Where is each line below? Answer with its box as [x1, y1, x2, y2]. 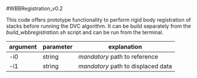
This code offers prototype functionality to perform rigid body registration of [6, 16, 191, 23]
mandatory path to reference [78, 53, 159, 60]
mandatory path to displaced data [78, 62, 172, 70]
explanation [108, 43, 142, 50]
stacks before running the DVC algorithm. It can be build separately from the [6, 23, 191, 29]
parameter [42, 43, 73, 50]
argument [9, 43, 37, 50]
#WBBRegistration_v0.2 [6, 5, 63, 12]
